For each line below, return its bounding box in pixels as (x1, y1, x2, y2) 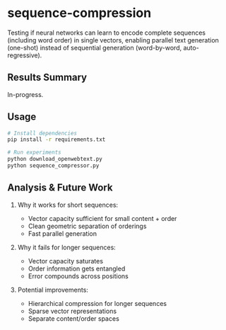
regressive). (7, 51, 42, 59)
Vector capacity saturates (28, 256, 104, 265)
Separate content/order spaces (28, 314, 120, 323)
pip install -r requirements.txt (7, 136, 106, 143)
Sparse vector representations (28, 307, 117, 315)
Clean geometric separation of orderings (28, 222, 147, 230)
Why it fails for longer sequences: (17, 243, 117, 251)
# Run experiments (7, 149, 61, 157)
